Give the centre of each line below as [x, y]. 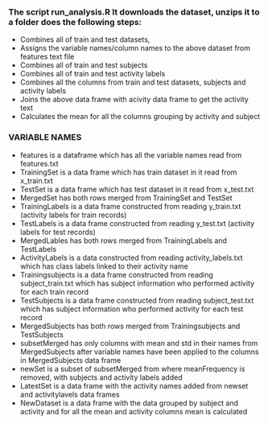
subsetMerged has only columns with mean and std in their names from [139, 343]
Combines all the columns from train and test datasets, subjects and [133, 82]
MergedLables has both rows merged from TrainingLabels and [124, 241]
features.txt [39, 163]
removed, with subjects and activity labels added [101, 377]
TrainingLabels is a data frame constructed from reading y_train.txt [130, 206]
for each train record [54, 291]
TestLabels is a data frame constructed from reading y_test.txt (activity [137, 223]
